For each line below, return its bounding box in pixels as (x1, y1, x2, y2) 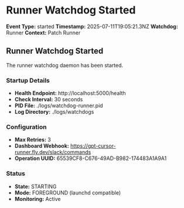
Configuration (6, 122, 47, 131)
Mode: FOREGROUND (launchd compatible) (14, 189, 121, 196)
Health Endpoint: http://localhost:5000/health (14, 90, 126, 97)
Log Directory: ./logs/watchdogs (14, 108, 94, 115)
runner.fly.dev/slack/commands (14, 149, 91, 156)
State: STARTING (14, 183, 57, 190)
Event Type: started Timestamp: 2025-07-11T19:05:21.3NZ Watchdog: (6, 23, 179, 30)
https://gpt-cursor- (70, 142, 116, 149)
